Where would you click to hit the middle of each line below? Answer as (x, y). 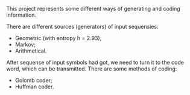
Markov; (25, 45)
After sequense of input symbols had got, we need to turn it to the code (95, 62)
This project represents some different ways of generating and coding (93, 9)
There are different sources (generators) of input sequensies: (82, 27)
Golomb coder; (33, 80)
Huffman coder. (34, 87)
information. (21, 15)
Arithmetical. (31, 51)
